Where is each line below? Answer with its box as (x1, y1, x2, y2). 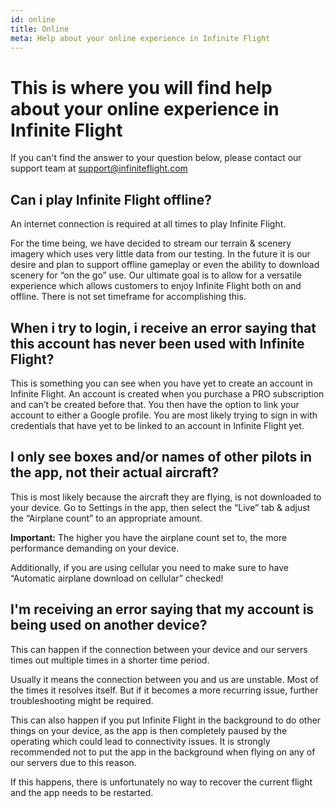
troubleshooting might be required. (10, 694, 154, 706)
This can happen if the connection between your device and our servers (10, 643, 308, 655)
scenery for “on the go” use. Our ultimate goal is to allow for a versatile (10, 269, 303, 281)
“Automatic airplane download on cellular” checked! (10, 572, 224, 584)
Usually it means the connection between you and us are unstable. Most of (10, 673, 319, 685)
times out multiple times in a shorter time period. (10, 654, 210, 666)
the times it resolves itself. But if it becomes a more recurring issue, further (10, 684, 319, 696)
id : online (10, 14, 56, 25)
